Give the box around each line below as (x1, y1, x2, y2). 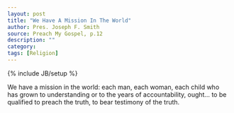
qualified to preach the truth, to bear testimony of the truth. (7, 97, 180, 106)
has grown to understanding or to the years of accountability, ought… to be (7, 90, 227, 99)
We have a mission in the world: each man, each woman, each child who (7, 83, 220, 91)
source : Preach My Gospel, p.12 (7, 30, 103, 37)
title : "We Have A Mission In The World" (7, 17, 132, 24)
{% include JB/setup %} (7, 69, 78, 78)
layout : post (7, 10, 46, 18)
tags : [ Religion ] (7, 50, 59, 57)
